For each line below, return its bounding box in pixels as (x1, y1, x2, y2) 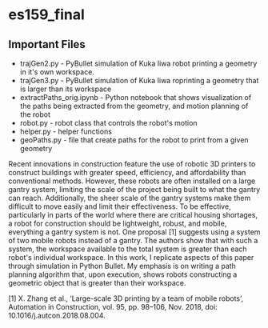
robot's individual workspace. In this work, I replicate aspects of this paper (8, 253, 254, 262)
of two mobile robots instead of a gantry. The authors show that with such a (8, 236, 258, 245)
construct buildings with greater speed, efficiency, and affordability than (8, 168, 246, 177)
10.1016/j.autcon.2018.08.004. (8, 310, 106, 320)
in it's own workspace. (19, 67, 94, 77)
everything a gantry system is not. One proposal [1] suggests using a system (8, 227, 261, 237)
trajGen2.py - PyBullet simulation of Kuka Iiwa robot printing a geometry (19, 58, 258, 68)
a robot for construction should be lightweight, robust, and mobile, (8, 218, 227, 228)
